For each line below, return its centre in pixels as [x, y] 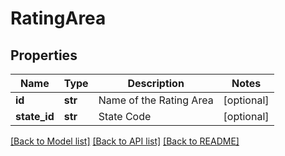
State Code [125, 116]
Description [156, 83]
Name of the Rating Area [156, 100]
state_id [35, 116]
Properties [44, 55]
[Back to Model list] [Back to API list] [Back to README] [125, 141]
